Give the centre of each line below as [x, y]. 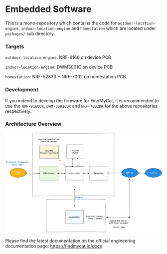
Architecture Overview [33, 124]
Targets [15, 46]
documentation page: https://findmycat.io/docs [54, 246]
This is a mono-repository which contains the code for [61, 23]
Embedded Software [48, 9]
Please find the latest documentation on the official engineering [70, 241]
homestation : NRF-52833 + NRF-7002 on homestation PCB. [66, 77]
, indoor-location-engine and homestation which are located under [87, 28]
